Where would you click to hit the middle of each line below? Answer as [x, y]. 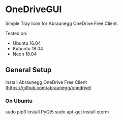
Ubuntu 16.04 [27, 43]
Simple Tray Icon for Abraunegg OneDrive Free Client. [62, 23]
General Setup [28, 70]
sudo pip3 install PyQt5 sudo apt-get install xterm [57, 112]
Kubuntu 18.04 [28, 48]
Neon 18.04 [25, 54]
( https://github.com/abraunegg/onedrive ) [49, 87]
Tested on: [17, 33]
